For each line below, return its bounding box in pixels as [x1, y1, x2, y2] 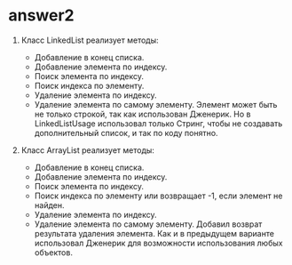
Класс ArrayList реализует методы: [20, 144, 154, 156]
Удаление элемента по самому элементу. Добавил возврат [34, 219, 263, 229]
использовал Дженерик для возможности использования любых [34, 237, 283, 248]
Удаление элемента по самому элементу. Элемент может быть [34, 99, 278, 109]
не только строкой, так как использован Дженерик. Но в [34, 108, 251, 119]
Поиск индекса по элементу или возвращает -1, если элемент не [34, 190, 283, 201]
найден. [34, 199, 65, 210]
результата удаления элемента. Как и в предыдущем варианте [34, 228, 274, 238]
